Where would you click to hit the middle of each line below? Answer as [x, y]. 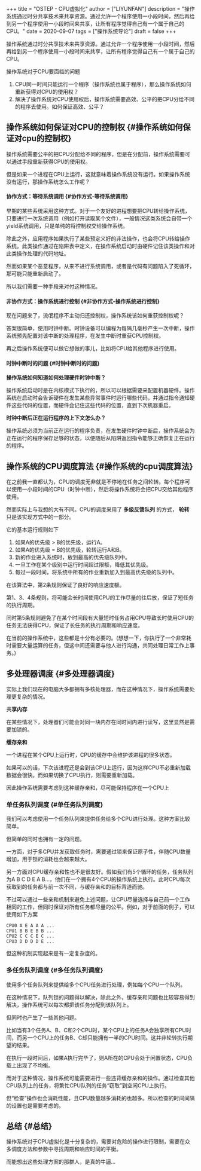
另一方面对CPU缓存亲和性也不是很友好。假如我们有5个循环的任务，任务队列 [100, 872]
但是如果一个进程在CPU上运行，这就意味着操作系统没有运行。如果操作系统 [98, 174]
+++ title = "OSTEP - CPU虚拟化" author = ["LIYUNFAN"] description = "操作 [100, 9]
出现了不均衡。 [35, 1065]
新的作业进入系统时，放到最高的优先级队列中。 [72, 557]
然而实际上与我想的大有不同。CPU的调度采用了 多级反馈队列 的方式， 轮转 [98, 509]
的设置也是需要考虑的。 [35, 1105]
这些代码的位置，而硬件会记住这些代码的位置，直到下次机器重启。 [92, 405]
